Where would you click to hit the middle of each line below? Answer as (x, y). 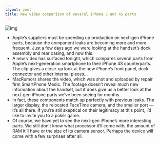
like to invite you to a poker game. (46, 115)
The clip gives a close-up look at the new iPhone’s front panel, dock (80, 68)
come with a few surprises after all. (47, 136)
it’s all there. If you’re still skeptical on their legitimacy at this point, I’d (81, 110)
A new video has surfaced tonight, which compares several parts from (83, 58)
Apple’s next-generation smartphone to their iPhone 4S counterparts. (82, 63)
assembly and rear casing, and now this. (53, 53)
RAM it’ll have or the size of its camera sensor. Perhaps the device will (83, 131)
